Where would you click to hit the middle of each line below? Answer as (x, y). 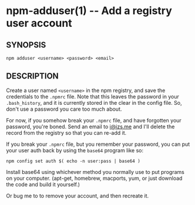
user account (39, 23)
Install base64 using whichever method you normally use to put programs (95, 172)
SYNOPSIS (26, 45)
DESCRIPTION (32, 76)
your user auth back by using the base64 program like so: (75, 150)
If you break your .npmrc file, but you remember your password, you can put (98, 144)
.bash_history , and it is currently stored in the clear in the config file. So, (94, 102)
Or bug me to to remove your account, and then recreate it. (78, 196)
